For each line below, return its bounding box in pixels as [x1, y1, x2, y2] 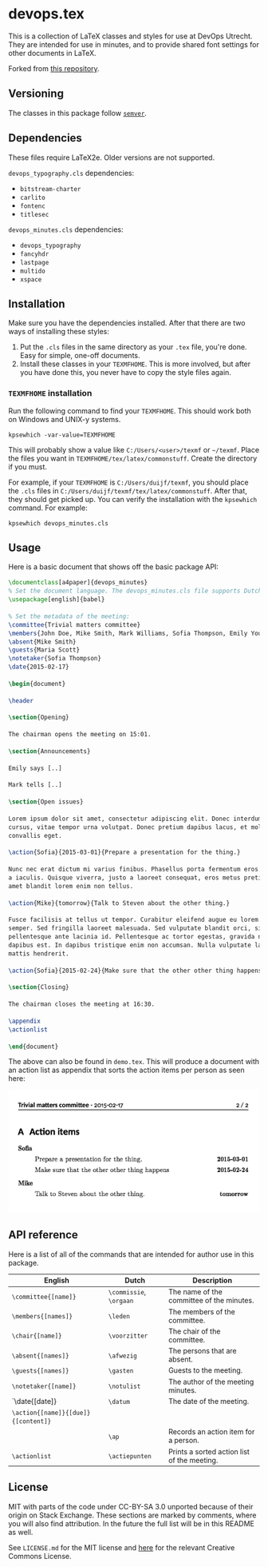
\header [8, 696, 34, 704]
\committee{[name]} [11, 1293, 77, 1301]
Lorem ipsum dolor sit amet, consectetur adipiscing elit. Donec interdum [8, 815, 262, 823]
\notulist [108, 1382, 141, 1390]
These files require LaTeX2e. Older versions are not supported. [8, 153, 215, 162]
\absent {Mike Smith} [8, 637, 77, 646]
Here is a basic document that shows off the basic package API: [8, 562, 219, 572]
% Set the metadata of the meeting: [8, 612, 130, 620]
